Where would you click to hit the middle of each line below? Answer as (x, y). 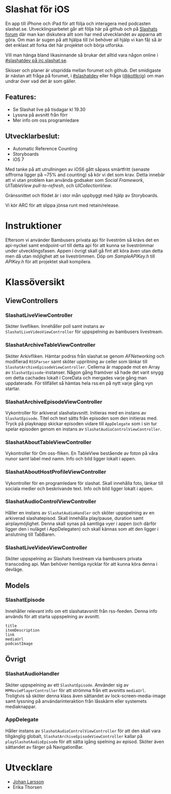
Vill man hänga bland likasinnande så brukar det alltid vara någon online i (82, 55)
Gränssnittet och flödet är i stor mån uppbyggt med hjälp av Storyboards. (82, 195)
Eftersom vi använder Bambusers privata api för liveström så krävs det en (82, 240)
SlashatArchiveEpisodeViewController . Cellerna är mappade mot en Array (83, 367)
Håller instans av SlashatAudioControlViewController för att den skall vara (83, 731)
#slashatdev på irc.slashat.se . (36, 60)
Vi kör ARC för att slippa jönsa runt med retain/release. (62, 205)
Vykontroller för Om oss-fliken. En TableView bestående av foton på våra (82, 453)
